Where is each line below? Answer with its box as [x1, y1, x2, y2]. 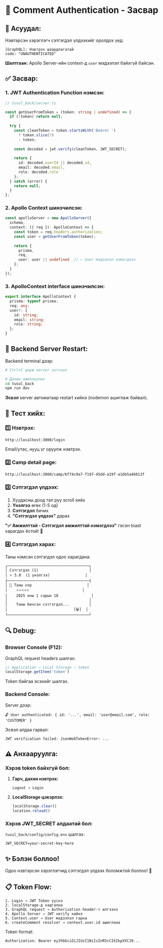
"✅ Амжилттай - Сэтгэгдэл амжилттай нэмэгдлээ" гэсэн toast [5, 522, 141, 528]
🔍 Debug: [5, 627, 36, 635]
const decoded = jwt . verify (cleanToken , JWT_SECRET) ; [14, 146, 127, 151]
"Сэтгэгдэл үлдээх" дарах [12, 512, 70, 518]
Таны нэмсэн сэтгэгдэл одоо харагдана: [5, 554, 91, 560]
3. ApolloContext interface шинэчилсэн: [5, 283, 105, 290]
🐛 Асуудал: [5, 24, 41, 33]
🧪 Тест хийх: [5, 409, 45, 418]
